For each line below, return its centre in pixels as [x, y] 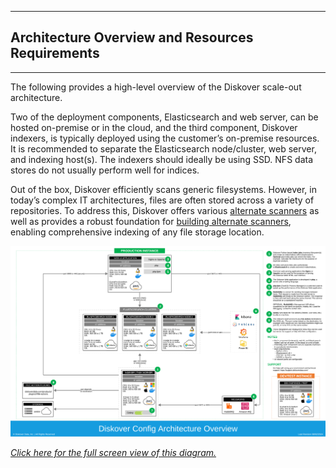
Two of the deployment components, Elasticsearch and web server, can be [164, 117]
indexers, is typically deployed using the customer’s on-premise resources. [165, 138]
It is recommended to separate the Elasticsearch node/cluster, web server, [163, 148]
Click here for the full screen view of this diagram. [113, 453]
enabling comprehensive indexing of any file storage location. [137, 232]
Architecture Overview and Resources [132, 37]
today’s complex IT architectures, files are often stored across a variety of [162, 200]
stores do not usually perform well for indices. [105, 170]
